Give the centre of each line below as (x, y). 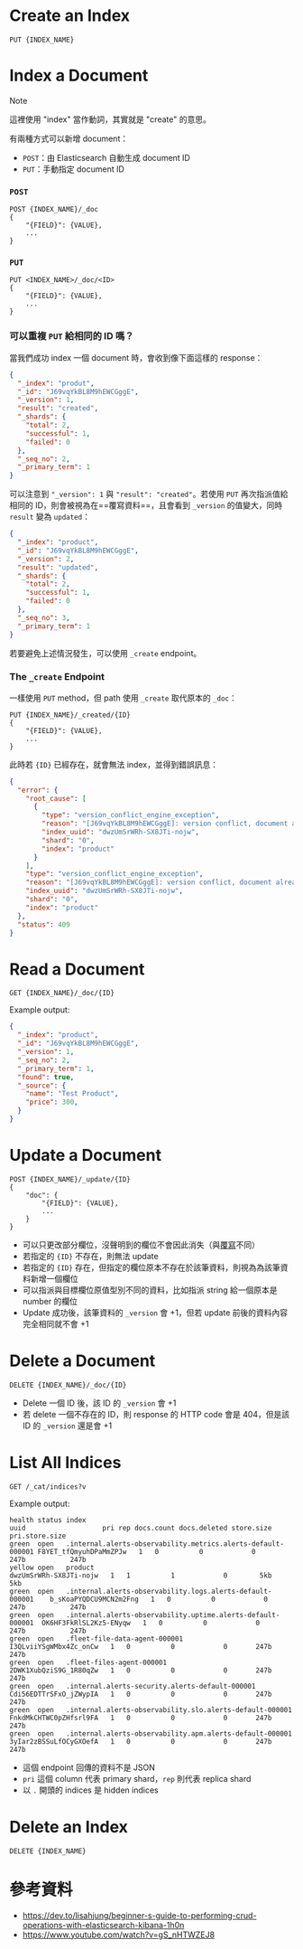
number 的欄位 (50, 1301)
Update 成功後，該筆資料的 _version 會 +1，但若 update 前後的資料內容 (155, 1313)
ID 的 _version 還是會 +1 (67, 1426)
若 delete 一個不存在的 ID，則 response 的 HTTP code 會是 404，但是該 (156, 1414)
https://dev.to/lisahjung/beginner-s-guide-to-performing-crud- (139, 1915)
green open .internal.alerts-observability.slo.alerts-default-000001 (151, 1709)
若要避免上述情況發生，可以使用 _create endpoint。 (106, 653)
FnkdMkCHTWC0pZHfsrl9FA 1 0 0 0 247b (141, 1718)
